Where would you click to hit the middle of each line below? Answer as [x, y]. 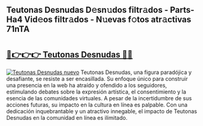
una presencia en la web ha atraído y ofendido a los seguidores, [87, 85]
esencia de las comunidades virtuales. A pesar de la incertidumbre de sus [99, 98]
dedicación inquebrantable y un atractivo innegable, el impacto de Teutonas [102, 111]
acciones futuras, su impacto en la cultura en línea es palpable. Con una [97, 105]
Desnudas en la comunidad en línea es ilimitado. [67, 118]
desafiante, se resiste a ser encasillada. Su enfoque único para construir [97, 79]
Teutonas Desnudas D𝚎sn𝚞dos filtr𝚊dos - [87, 10]
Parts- [182, 10]
